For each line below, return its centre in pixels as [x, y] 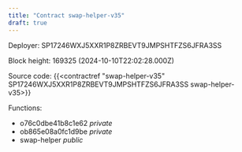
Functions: [25, 108]
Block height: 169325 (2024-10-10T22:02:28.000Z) [91, 61]
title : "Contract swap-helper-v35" [67, 15]
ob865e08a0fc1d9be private [66, 132]
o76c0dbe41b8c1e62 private [66, 123]
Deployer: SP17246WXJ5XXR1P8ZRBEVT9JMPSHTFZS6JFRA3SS [115, 45]
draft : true [28, 23]
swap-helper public [51, 139]
